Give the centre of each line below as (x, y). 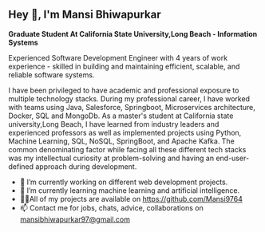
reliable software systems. (51, 75)
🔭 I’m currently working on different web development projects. (124, 182)
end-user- (232, 158)
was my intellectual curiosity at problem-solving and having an (111, 158)
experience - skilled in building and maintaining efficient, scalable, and (124, 66)
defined (21, 166)
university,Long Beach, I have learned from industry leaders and (114, 124)
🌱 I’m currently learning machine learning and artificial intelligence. (130, 190)
